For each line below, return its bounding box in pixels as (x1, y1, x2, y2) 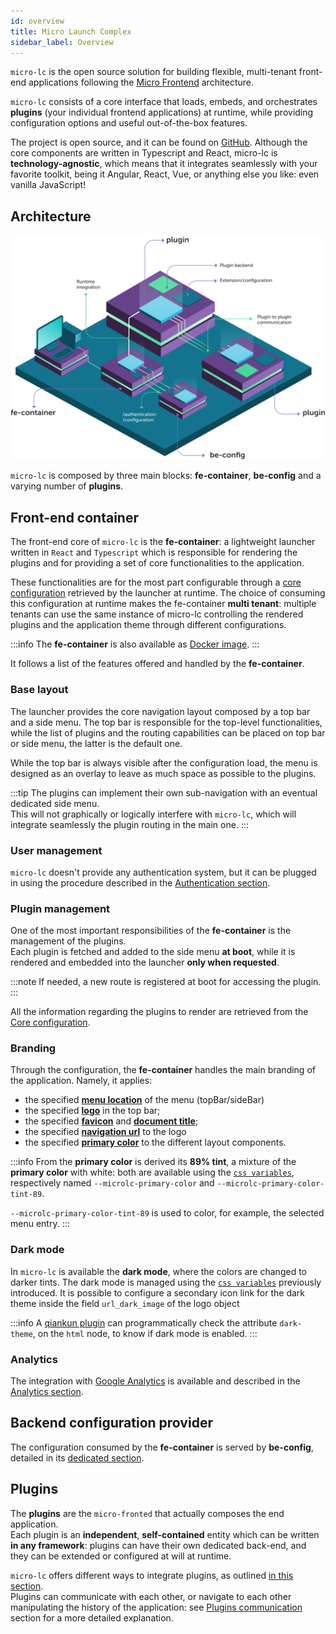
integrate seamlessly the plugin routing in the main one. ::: (10, 818, 249, 830)
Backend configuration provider (10, 1415, 213, 1432)
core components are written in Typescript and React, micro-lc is (10, 147, 278, 159)
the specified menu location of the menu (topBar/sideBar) (24, 1094, 265, 1106)
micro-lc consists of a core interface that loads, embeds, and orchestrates (10, 96, 318, 108)
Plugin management (10, 901, 111, 915)
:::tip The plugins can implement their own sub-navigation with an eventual (10, 786, 318, 799)
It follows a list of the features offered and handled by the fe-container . (10, 658, 305, 670)
